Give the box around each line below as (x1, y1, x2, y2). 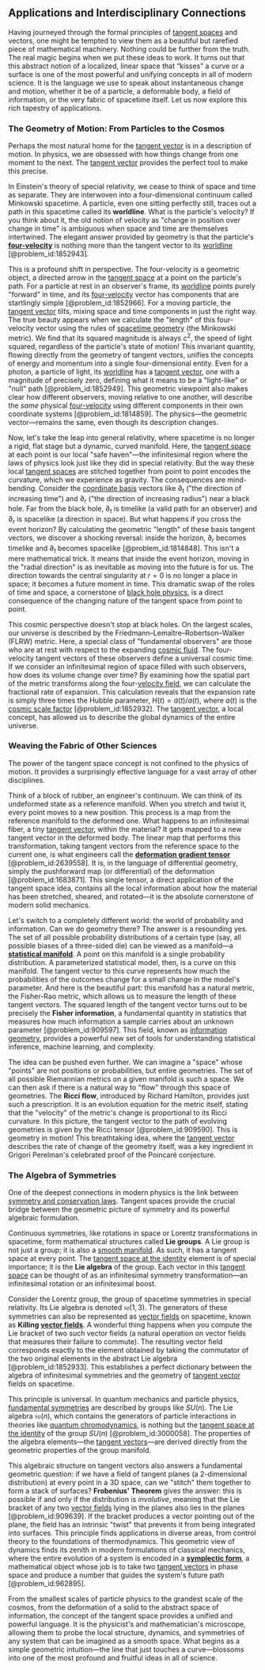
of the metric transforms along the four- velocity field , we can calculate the (8, 678, 252, 688)
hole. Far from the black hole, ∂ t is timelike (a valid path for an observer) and (8, 504, 258, 515)
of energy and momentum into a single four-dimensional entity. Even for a (8, 358, 248, 368)
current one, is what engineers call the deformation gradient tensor (8, 849, 231, 859)
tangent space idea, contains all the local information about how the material (8, 883, 258, 893)
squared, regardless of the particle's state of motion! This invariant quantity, (8, 341, 256, 351)
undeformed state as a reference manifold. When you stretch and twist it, (8, 799, 247, 808)
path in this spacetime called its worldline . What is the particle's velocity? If (8, 207, 255, 216)
